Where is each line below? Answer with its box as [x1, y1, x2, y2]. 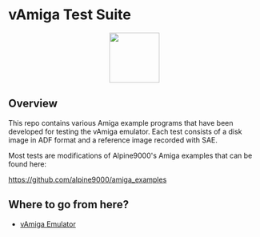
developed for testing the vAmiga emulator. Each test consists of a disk [8, 127, 242, 136]
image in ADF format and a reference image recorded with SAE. [8, 135, 218, 145]
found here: [8, 159, 46, 169]
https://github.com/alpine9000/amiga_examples [8, 175, 167, 184]
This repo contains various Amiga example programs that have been [8, 118, 234, 127]
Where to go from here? [8, 198, 130, 211]
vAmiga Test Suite [8, 6, 132, 24]
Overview [8, 97, 58, 110]
